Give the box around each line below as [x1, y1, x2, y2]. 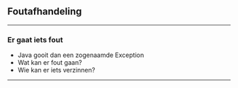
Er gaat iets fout [7, 34, 64, 44]
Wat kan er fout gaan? [17, 58, 83, 67]
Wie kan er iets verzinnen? [17, 66, 96, 75]
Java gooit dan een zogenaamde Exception [17, 51, 144, 59]
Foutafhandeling [7, 6, 82, 18]
